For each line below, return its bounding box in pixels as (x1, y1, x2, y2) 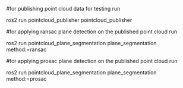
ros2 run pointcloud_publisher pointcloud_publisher (6, 17, 132, 23)
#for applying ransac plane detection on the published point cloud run (6, 28, 178, 35)
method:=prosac (6, 76, 47, 82)
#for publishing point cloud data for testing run (6, 5, 121, 12)
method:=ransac (6, 46, 47, 53)
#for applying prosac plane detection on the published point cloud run (6, 58, 178, 64)
